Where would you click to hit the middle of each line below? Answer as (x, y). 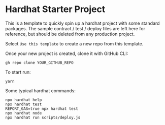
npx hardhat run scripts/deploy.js (43, 117)
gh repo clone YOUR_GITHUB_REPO (39, 62)
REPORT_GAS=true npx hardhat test (42, 109)
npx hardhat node (24, 113)
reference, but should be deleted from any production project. (70, 34)
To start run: (18, 72)
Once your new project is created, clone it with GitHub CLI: (67, 53)
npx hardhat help (24, 100)
